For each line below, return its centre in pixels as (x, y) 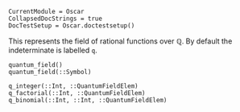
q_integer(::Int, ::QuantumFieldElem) (73, 86)
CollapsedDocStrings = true (56, 19)
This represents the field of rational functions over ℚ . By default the (120, 41)
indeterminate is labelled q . (53, 50)
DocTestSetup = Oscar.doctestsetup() (72, 26)
